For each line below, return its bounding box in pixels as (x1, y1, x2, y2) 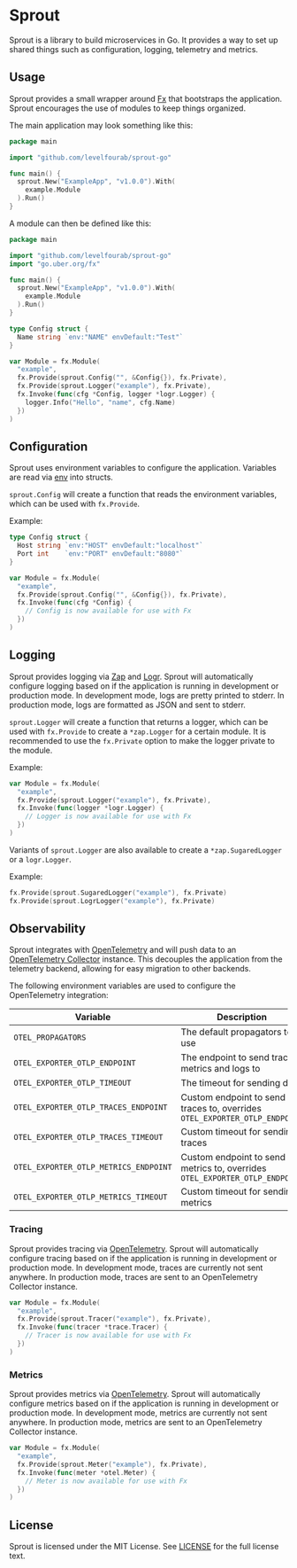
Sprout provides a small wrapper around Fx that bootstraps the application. (9, 93, 283, 104)
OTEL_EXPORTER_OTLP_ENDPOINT (13, 1058, 136, 1068)
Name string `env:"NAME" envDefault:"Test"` (17, 332, 184, 341)
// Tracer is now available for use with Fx (25, 1331, 192, 1340)
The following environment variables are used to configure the (9, 980, 236, 991)
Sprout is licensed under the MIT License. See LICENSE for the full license (9, 1541, 279, 1552)
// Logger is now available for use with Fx (25, 812, 192, 821)
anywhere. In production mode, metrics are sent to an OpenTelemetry (9, 1417, 263, 1428)
